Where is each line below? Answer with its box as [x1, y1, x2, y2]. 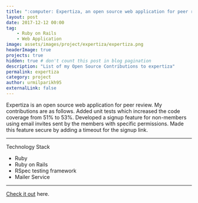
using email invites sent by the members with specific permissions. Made [6, 120, 184, 127]
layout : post [6, 14, 38, 20]
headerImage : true [6, 47, 51, 53]
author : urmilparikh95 [6, 80, 62, 86]
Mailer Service [14, 173, 50, 180]
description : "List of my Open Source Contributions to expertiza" [6, 63, 176, 69]
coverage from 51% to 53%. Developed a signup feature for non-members [6, 114, 187, 121]
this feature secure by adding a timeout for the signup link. [6, 126, 148, 133]
